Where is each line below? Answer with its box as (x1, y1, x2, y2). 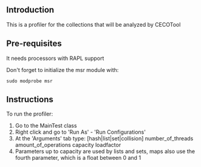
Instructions (6, 94, 53, 105)
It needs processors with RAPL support (6, 54, 104, 62)
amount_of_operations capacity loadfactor (15, 142, 121, 149)
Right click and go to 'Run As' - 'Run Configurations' (15, 128, 146, 136)
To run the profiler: (6, 110, 53, 117)
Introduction (6, 5, 55, 15)
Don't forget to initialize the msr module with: (6, 66, 119, 73)
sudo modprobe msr (6, 78, 53, 84)
